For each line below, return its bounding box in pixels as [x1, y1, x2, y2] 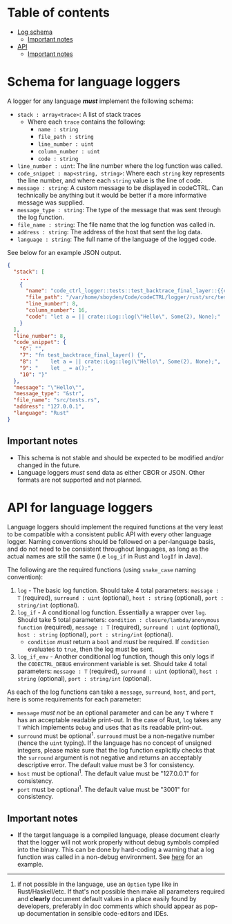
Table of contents [7, 5, 110, 21]
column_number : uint [37, 148, 100, 155]
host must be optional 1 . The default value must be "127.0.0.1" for [17, 769, 199, 777]
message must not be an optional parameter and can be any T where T [17, 708, 214, 717]
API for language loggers [7, 500, 153, 516]
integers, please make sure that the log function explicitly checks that [17, 746, 215, 755]
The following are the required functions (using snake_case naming [7, 565, 197, 574]
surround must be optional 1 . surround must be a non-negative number [17, 730, 215, 740]
